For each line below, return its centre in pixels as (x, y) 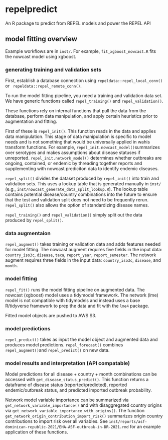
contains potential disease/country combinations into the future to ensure (81, 194)
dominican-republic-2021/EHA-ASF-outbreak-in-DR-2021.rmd (67, 427)
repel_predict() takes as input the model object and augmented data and (81, 339)
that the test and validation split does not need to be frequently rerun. (77, 200)
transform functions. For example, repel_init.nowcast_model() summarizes (83, 148)
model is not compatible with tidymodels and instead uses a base (73, 300)
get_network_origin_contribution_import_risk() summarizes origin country (84, 416)
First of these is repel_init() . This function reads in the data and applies (81, 131)
